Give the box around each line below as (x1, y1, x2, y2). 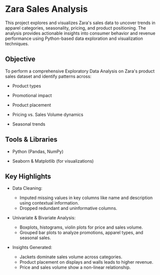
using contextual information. (19, 200, 79, 206)
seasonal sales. (19, 235, 51, 241)
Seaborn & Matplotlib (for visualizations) (12, 158, 94, 164)
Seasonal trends (12, 121, 46, 127)
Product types (12, 83, 41, 89)
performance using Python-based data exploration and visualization (5, 35, 143, 41)
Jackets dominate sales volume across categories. (19, 254, 123, 260)
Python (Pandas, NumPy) (12, 148, 64, 154)
